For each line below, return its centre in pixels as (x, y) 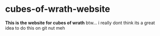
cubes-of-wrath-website (58, 9)
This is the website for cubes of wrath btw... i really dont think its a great (80, 23)
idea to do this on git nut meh (35, 28)
